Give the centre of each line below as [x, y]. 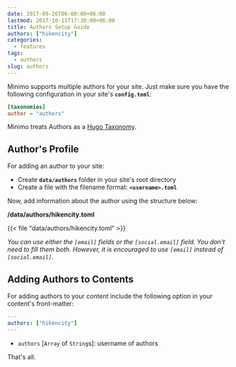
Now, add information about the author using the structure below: [102, 201]
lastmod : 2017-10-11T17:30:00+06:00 [61, 20]
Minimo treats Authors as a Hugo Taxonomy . [72, 127]
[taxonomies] [26, 107]
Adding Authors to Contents [71, 279]
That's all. [22, 356]
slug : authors [28, 66]
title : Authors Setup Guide [49, 27]
